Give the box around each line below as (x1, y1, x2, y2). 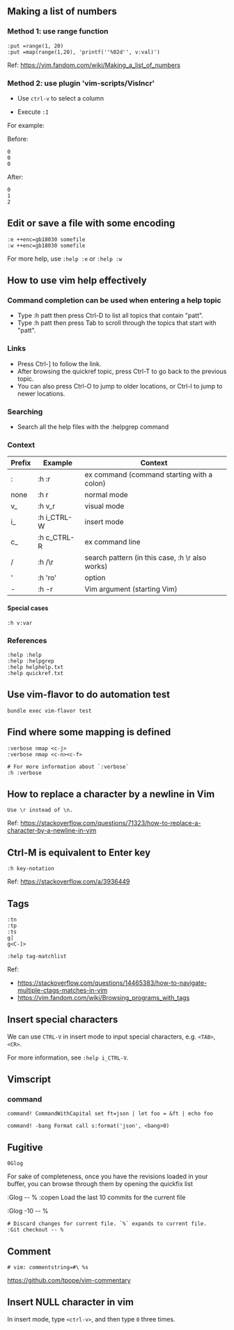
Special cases (7, 604, 49, 612)
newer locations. (17, 389, 65, 398)
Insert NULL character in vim (7, 1296, 134, 1308)
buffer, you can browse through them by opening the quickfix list (7, 1180, 193, 1188)
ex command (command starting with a (84, 470, 213, 479)
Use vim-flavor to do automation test (7, 688, 171, 701)
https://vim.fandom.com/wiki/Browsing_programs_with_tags (17, 993, 190, 1002)
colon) (84, 479, 106, 489)
